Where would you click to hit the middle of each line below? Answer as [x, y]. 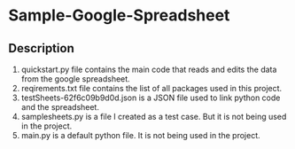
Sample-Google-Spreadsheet [119, 16]
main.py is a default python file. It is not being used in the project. [140, 135]
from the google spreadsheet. [75, 79]
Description [41, 48]
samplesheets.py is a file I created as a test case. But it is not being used [154, 117]
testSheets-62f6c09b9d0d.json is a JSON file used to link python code [151, 98]
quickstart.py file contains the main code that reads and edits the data [149, 69]
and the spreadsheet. [60, 107]
